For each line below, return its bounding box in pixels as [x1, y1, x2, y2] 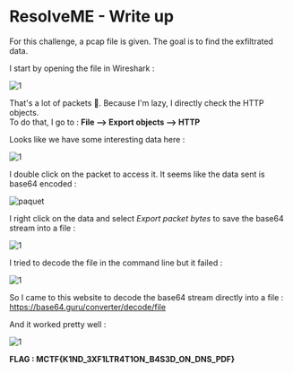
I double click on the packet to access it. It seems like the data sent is [9, 169, 266, 179]
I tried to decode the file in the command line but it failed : [9, 257, 223, 268]
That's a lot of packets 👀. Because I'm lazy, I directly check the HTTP [9, 97, 264, 108]
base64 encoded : [9, 178, 77, 189]
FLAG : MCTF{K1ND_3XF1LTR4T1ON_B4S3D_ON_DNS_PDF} [9, 353, 236, 364]
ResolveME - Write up [9, 6, 175, 27]
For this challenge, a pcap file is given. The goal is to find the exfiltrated [9, 36, 273, 47]
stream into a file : [9, 222, 76, 233]
